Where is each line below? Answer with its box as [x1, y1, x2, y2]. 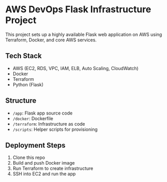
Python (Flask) [12, 81, 44, 87]
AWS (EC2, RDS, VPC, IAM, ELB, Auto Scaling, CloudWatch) [12, 65, 139, 71]
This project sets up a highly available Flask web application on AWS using [5, 31, 162, 37]
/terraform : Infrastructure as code [12, 121, 85, 127]
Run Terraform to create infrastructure [12, 165, 93, 172]
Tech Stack [5, 52, 42, 60]
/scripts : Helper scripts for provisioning [12, 126, 98, 132]
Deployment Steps [5, 141, 65, 149]
